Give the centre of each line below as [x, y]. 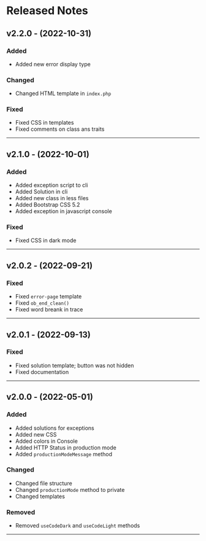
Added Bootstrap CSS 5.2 [48, 205]
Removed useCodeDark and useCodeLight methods [78, 526]
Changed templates [40, 496]
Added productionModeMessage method [63, 454]
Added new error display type [53, 64]
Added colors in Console [46, 441]
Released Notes [48, 11]
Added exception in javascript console [63, 211]
